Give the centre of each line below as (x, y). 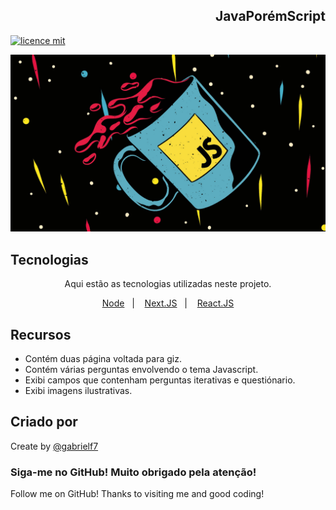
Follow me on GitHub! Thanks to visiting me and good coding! (137, 494)
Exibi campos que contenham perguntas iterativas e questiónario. (160, 380)
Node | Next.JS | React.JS (168, 303)
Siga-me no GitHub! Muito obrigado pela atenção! (133, 472)
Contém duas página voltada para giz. (103, 358)
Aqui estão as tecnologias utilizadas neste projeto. (168, 284)
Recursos (41, 334)
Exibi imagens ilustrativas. (78, 390)
